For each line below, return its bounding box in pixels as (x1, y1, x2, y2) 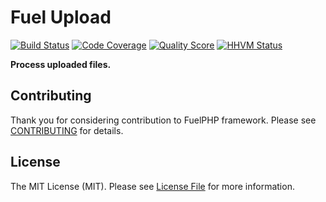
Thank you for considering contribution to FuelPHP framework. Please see (10, 114, 317, 126)
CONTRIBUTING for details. (10, 124, 124, 136)
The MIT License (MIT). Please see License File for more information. (10, 180, 295, 192)
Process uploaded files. (10, 58, 112, 70)
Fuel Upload (10, 6, 112, 29)
